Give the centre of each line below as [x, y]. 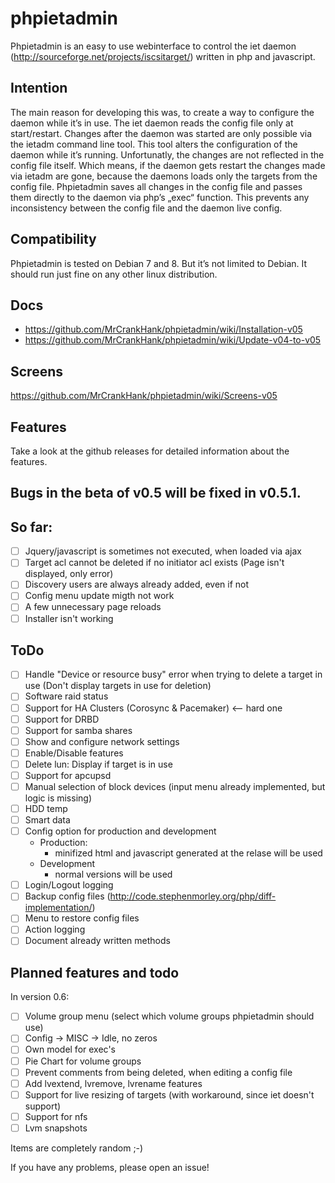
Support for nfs [56, 1116]
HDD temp [46, 809]
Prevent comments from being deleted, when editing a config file [158, 1072]
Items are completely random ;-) [77, 1148]
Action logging [55, 929]
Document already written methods [97, 941]
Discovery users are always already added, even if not [137, 584]
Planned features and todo [95, 972]
